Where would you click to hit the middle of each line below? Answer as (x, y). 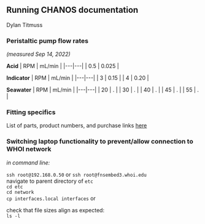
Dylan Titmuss (25, 25)
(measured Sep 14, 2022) (38, 54)
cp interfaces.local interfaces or (51, 198)
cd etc (15, 187)
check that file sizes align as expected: (56, 210)
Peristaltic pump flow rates (48, 41)
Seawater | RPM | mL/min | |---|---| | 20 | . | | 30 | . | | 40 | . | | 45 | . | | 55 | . (103, 90)
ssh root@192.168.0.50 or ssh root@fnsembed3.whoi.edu (77, 174)
